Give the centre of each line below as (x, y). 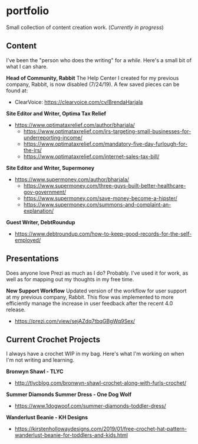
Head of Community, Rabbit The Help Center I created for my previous (93, 78)
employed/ (28, 240)
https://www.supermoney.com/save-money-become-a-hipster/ (100, 198)
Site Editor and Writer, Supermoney (50, 168)
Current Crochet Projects (53, 340)
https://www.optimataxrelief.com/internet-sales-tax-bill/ (91, 156)
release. (16, 310)
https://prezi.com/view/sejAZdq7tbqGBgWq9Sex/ (75, 321)
